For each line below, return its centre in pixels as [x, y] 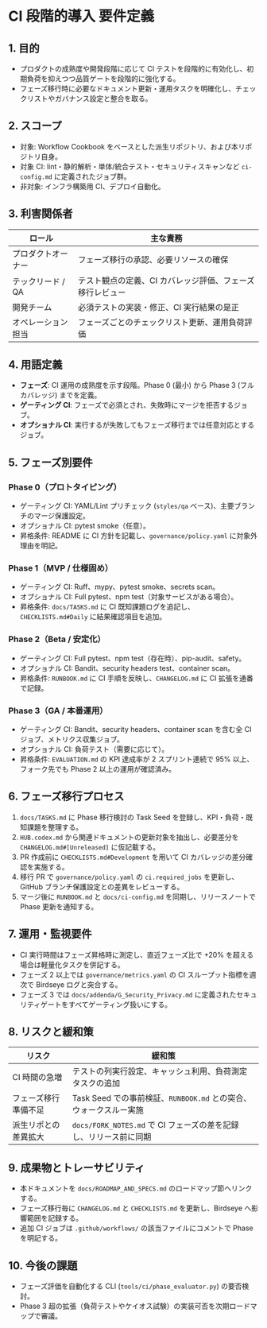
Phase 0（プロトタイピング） [65, 487]
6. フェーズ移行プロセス [66, 797]
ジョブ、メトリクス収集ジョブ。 [72, 739]
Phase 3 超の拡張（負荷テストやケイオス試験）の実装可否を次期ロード [135, 1306]
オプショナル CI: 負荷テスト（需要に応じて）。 [94, 749]
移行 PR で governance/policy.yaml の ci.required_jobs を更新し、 [129, 877]
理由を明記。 [41, 546]
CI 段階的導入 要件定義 [81, 16]
